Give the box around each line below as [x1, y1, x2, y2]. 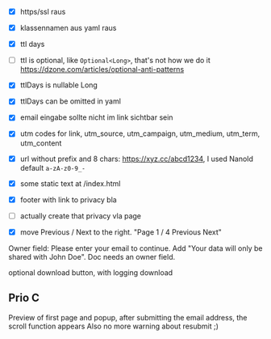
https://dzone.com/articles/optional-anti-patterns [19, 65, 185, 74]
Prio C [8, 291, 40, 305]
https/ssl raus [19, 7, 66, 16]
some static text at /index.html [19, 178, 121, 189]
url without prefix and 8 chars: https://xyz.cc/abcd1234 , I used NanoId [19, 154, 254, 163]
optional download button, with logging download [8, 267, 173, 278]
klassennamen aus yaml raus [19, 23, 117, 33]
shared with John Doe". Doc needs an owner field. [8, 252, 176, 261]
